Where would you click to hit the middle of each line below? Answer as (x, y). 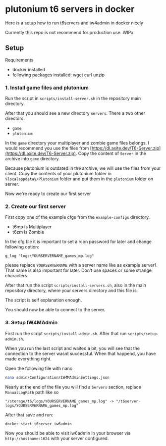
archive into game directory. (33, 159)
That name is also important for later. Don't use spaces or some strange (79, 270)
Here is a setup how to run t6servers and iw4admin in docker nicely (74, 23)
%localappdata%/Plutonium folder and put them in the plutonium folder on (79, 179)
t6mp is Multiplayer (32, 227)
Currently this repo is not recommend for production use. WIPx (69, 32)
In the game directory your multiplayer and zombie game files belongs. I (77, 143)
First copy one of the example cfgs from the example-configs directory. (78, 217)
